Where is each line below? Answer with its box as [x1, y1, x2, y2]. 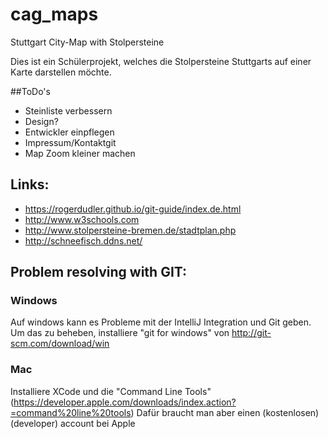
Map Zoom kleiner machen [24, 147, 136, 159]
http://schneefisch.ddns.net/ [24, 234, 143, 247]
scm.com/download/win [10, 338, 110, 350]
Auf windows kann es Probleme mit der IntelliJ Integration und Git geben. [10, 316, 312, 328]
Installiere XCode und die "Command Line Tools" [10, 385, 212, 397]
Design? [24, 115, 59, 127]
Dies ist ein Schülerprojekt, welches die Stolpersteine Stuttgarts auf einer [10, 55, 312, 67]
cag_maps [10, 3, 99, 26]
